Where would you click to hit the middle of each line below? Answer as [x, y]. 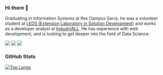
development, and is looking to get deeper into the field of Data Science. [78, 34]
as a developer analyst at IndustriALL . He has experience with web [72, 29]
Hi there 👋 [17, 8]
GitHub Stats [20, 56]
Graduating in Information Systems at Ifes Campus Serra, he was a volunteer [81, 19]
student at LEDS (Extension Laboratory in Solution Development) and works [81, 23]
